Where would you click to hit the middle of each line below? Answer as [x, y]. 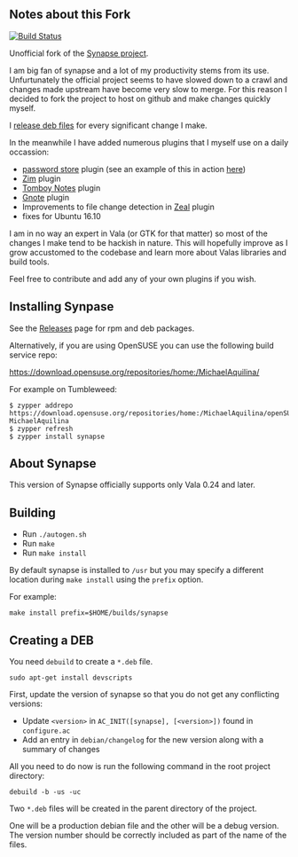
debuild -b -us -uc [45, 792]
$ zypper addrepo [41, 405]
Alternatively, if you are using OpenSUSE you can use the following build [141, 345]
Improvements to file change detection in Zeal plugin [118, 207]
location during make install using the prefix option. [106, 579]
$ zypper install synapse [57, 436]
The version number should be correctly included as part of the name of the [148, 835]
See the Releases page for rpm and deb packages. [102, 328]
